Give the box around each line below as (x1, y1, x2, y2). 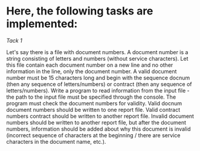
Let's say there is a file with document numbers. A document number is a (6, 48, 189, 55)
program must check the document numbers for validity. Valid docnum (6, 99, 182, 106)
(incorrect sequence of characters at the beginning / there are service (6, 131, 181, 139)
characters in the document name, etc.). (6, 138, 106, 145)
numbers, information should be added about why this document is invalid (6, 125, 191, 132)
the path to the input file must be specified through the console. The (6, 93, 176, 100)
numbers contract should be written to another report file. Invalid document (6, 112, 195, 120)
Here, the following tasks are (6, 4, 153, 18)
